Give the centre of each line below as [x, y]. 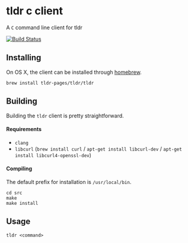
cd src [14, 193]
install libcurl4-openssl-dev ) [53, 155]
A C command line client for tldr [44, 27]
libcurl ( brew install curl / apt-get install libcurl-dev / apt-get [98, 149]
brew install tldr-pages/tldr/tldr [50, 83]
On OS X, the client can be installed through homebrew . [74, 72]
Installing [24, 58]
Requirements [24, 129]
